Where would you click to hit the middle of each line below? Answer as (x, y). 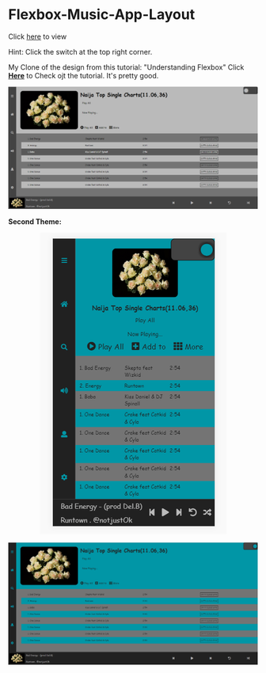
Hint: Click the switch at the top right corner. (80, 51)
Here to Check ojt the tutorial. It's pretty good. (84, 75)
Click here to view (38, 36)
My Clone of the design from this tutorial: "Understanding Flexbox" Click (126, 67)
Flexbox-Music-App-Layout (102, 15)
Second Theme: (35, 221)
